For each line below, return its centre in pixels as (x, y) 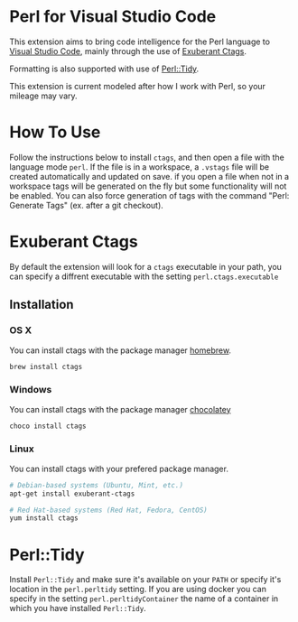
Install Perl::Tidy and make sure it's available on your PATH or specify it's (145, 580)
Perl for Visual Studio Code (113, 17)
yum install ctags (44, 518)
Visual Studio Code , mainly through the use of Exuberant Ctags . (128, 51)
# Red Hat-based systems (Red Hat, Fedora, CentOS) (108, 510)
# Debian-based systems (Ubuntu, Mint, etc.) (96, 485)
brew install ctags (46, 367)
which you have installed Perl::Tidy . (78, 608)
